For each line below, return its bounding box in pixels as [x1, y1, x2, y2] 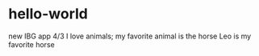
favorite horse [8, 39, 55, 49]
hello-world [8, 5, 89, 23]
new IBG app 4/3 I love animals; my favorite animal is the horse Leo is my [8, 31, 252, 41]
